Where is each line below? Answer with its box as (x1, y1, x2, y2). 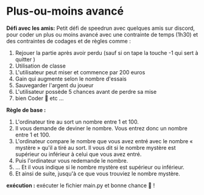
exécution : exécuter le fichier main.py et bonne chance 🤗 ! (6, 182, 155, 189)
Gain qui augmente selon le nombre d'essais (15, 75, 127, 82)
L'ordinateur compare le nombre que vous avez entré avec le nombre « (15, 137, 193, 144)
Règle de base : (6, 106, 46, 113)
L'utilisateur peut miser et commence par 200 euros (15, 68, 146, 76)
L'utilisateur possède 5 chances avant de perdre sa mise (15, 88, 157, 95)
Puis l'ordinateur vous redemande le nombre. (15, 157, 128, 164)
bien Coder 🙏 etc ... (15, 94, 64, 102)
